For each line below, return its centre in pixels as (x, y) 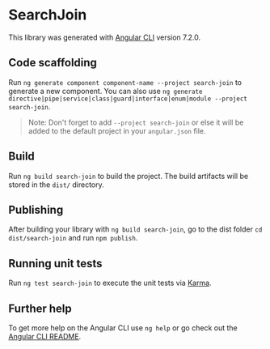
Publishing (36, 209)
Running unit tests (55, 264)
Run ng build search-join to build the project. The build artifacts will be (129, 176)
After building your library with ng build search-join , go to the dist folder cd (135, 229)
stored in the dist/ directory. (57, 185)
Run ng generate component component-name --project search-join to (125, 82)
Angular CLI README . (45, 336)
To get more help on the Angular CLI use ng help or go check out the (123, 328)
